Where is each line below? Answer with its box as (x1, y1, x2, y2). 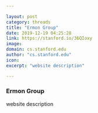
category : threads (6, 19, 51, 25)
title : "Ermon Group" (6, 25, 59, 30)
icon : (6, 57, 19, 63)
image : (6, 41, 22, 47)
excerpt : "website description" (6, 63, 85, 69)
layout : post (6, 13, 38, 19)
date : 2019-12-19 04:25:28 (6, 30, 72, 36)
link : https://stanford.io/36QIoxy (6, 36, 93, 42)
